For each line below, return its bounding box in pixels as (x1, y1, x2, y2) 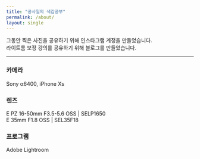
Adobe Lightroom (6, 146, 49, 154)
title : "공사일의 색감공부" (6, 8, 66, 15)
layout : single (6, 20, 44, 26)
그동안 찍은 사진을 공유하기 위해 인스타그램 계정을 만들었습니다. (6, 37, 153, 44)
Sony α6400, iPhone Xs (6, 80, 64, 87)
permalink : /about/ (6, 14, 55, 20)
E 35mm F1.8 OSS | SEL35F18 (6, 116, 79, 123)
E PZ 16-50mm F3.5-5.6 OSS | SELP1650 (6, 110, 106, 117)
